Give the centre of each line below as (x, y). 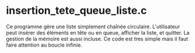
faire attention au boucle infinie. (44, 45)
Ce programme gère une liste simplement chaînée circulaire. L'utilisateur (93, 26)
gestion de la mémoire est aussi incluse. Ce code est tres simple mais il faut (97, 39)
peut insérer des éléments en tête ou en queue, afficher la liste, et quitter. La (98, 32)
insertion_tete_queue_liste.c (76, 11)
